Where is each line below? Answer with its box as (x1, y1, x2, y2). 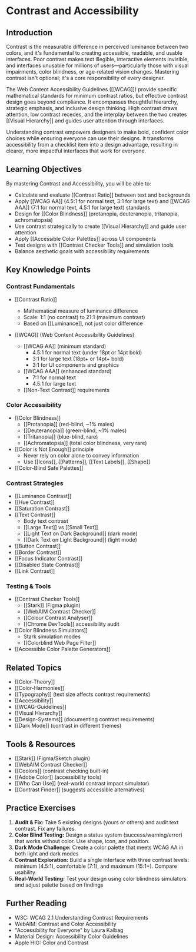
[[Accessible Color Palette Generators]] (14, 646, 111, 653)
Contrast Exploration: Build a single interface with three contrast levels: (14, 856, 190, 863)
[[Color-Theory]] (14, 678, 55, 685)
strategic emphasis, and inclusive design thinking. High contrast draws (6, 105, 178, 111)
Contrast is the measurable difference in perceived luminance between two (6, 43, 189, 50)
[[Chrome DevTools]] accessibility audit (23, 621, 119, 628)
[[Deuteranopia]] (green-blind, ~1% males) (23, 427, 127, 434)
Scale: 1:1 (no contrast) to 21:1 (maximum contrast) (23, 313, 145, 320)
